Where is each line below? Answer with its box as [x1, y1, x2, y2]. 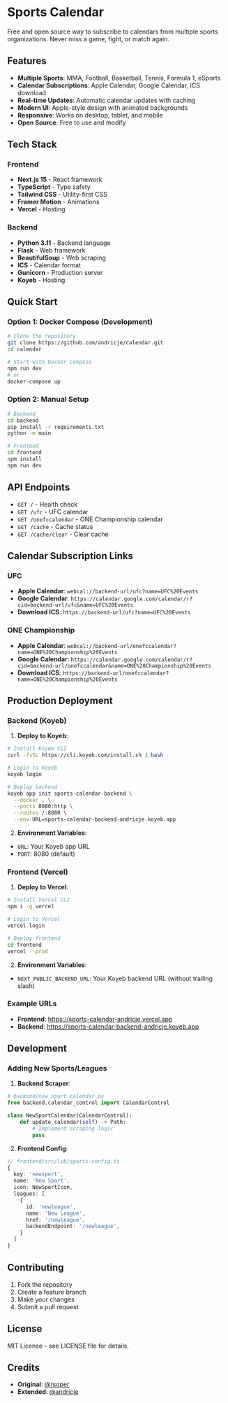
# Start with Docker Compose [7, 358, 92, 366]
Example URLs [7, 999, 57, 1008]
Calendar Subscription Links [7, 550, 134, 562]
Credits [7, 1362, 40, 1374]
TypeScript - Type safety [17, 183, 91, 191]
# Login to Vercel [7, 916, 61, 923]
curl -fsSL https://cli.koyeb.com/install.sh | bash [7, 752, 164, 759]
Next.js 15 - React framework [17, 176, 102, 184]
